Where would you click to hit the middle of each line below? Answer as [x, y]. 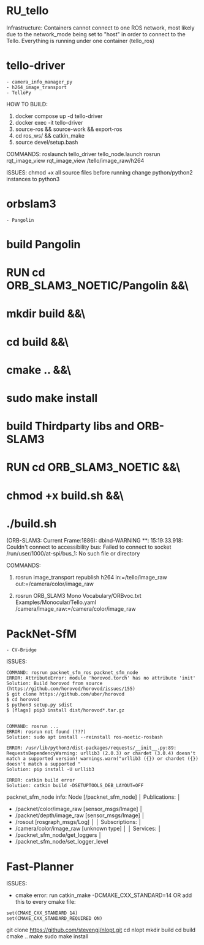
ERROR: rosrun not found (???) [46, 732]
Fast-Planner [40, 866]
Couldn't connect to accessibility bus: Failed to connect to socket [89, 547]
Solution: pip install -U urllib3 [51, 770]
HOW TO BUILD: [27, 104]
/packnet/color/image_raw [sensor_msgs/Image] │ [79, 809]
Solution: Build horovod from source [55, 684]
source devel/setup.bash [47, 142]
